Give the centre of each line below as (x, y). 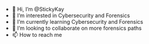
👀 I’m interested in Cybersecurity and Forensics (71, 15)
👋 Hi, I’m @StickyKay (38, 9)
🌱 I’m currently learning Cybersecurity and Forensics (78, 22)
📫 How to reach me (37, 35)
